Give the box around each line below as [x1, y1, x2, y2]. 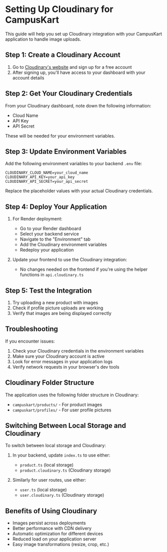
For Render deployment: [12, 216, 62, 222]
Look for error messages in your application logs [12, 358, 113, 365]
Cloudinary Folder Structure [5, 378, 94, 387]
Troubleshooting [5, 325, 58, 334]
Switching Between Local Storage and [5, 421, 126, 430]
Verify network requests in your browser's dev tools [12, 364, 119, 370]
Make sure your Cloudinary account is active [12, 353, 105, 359]
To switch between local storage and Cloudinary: [5, 443, 106, 449]
